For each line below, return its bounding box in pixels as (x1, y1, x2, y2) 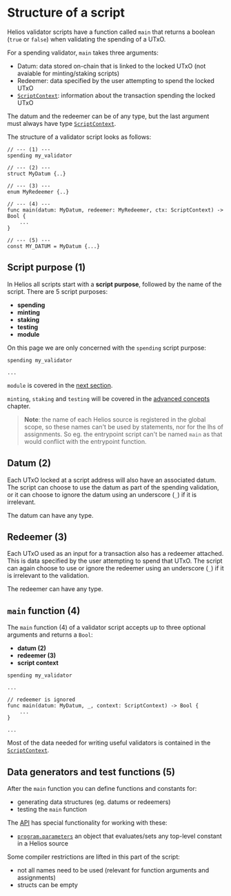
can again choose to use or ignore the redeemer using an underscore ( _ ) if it (7, 564, 224, 572)
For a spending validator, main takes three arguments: (7, 48, 159, 57)
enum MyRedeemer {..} (7, 188, 70, 195)
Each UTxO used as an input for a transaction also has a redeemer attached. (7, 550, 224, 558)
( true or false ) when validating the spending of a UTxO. (7, 35, 166, 43)
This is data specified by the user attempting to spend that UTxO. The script (7, 557, 223, 565)
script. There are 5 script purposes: (7, 287, 108, 295)
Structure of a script (7, 5, 125, 21)
